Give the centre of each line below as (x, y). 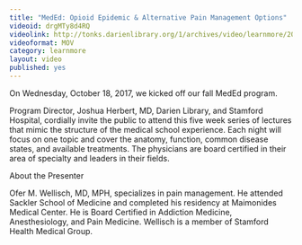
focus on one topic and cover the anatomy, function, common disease (139, 139)
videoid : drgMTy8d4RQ (50, 26)
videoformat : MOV (42, 43)
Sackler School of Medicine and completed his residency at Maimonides (143, 202)
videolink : (30, 34)
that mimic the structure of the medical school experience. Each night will (145, 129)
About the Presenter (47, 175)
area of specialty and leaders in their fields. (90, 158)
